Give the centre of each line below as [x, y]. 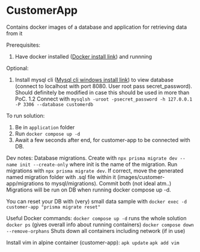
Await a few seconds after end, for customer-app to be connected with [102, 140]
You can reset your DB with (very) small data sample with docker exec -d [97, 201]
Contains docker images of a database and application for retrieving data [97, 27]
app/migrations [25, 183]
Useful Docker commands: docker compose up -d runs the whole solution [96, 218]
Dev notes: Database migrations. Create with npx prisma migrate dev [92, 158]
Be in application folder [45, 127]
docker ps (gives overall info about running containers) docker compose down [100, 224]
